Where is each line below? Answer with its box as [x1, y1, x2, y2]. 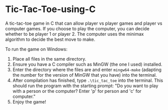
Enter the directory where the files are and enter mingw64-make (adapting [12, 67, 162, 73]
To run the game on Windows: [5, 46, 68, 52]
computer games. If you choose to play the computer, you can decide [5, 25, 150, 31]
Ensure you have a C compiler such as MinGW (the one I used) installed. [12, 61, 162, 67]
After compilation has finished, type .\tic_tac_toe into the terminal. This [12, 77, 163, 83]
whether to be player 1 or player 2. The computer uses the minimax [5, 31, 144, 37]
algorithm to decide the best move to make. [5, 36, 96, 42]
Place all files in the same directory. [12, 56, 87, 62]
